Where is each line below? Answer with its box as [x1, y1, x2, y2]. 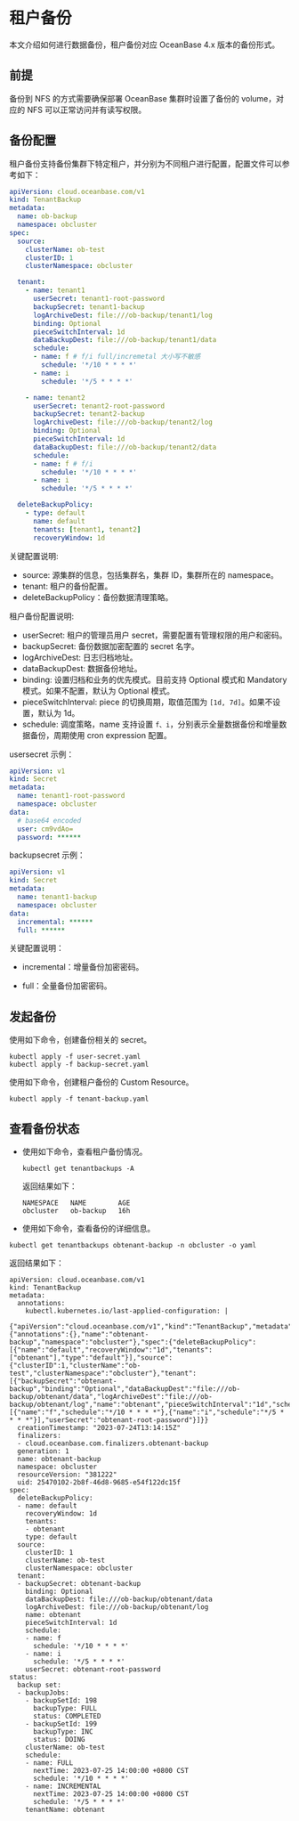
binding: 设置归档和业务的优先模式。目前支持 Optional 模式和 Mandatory [21, 674, 287, 685]
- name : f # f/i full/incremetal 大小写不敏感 [32, 353, 201, 362]
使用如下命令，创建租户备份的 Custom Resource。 [9, 1077, 194, 1087]
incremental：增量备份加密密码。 [21, 962, 144, 972]
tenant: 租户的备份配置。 [21, 581, 113, 591]
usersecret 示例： [9, 749, 75, 760]
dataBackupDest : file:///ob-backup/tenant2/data [32, 443, 217, 451]
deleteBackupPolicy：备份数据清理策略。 [21, 591, 174, 602]
